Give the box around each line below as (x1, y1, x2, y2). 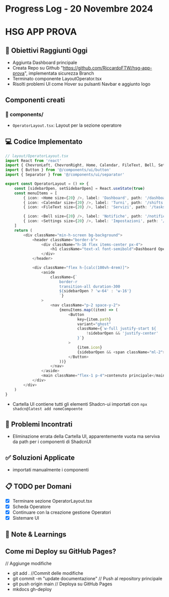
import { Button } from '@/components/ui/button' (5, 168, 112, 173)
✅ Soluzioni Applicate (5, 453, 75, 462)
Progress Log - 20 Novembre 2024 (5, 3, 153, 15)
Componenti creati (5, 95, 65, 104)
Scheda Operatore (12, 504, 51, 510)
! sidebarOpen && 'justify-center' (86, 331, 158, 336)
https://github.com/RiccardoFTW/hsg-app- (62, 65, 152, 71)
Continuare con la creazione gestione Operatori (12, 509, 112, 515)
